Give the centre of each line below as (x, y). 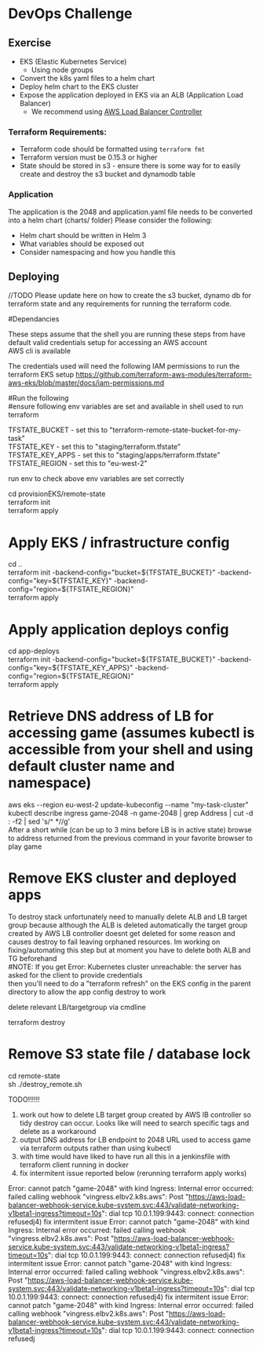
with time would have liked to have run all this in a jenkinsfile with (125, 1157)
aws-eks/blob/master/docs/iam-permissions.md (86, 383)
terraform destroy (37, 1022)
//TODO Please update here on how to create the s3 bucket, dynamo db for (130, 296)
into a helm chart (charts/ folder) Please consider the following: (110, 220)
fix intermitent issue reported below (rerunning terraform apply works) (133, 1173)
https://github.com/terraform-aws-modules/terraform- (164, 375)
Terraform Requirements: (58, 132)
